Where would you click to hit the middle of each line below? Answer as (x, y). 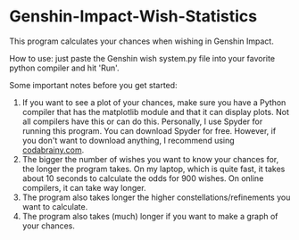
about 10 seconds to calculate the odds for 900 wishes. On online (143, 178)
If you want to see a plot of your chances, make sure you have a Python (154, 102)
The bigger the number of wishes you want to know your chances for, (150, 159)
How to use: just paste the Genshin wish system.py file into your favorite (142, 58)
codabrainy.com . (53, 150)
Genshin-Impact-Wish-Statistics (133, 17)
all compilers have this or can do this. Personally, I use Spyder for (142, 121)
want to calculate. (55, 206)
